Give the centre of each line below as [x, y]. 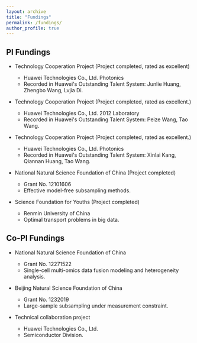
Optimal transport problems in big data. [71, 220]
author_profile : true [33, 28]
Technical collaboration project [52, 317]
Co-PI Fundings [35, 238]
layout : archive [26, 12]
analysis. [34, 276]
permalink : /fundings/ [34, 22]
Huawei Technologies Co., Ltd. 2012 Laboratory [81, 114]
